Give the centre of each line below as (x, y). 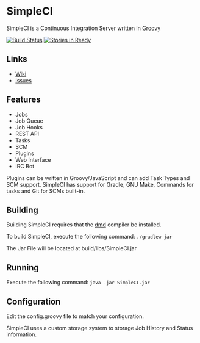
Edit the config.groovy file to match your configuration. (75, 316)
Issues (23, 80)
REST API (27, 134)
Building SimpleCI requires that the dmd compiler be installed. (84, 225)
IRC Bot (25, 166)
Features (23, 100)
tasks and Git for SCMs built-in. (46, 191)
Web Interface (33, 159)
